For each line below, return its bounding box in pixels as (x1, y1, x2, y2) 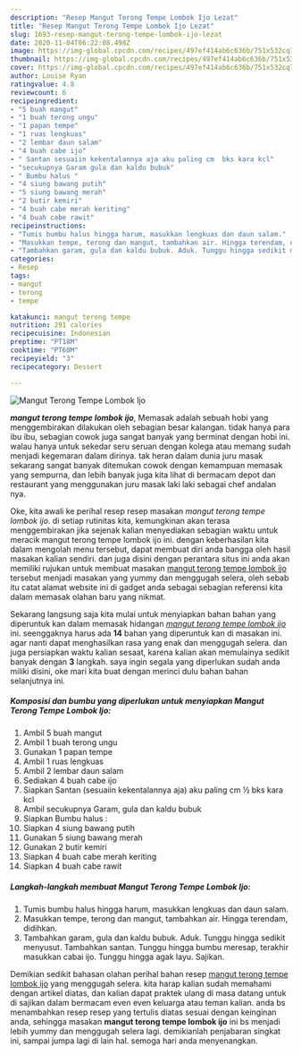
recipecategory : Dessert (10, 362, 103, 372)
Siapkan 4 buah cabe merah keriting (22, 852, 157, 862)
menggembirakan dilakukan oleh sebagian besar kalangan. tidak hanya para (10, 422, 290, 433)
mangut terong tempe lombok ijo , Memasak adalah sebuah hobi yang (10, 412, 269, 423)
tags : (10, 271, 30, 280)
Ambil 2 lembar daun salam (22, 766, 124, 776)
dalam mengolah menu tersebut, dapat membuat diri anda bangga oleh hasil (10, 544, 291, 554)
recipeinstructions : (10, 221, 88, 230)
